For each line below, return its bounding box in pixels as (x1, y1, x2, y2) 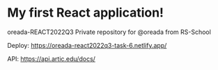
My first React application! (7, 5, 164, 21)
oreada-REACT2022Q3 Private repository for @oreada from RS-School (7, 28, 211, 36)
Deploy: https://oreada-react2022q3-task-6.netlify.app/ (7, 41, 167, 49)
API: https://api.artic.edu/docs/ (7, 54, 96, 63)
